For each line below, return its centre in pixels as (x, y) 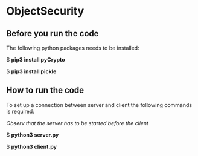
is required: (20, 111)
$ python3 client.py (32, 146)
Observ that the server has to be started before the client (78, 123)
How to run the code (45, 90)
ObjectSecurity (45, 11)
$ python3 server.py (33, 135)
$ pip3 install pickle (31, 71)
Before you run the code (53, 34)
